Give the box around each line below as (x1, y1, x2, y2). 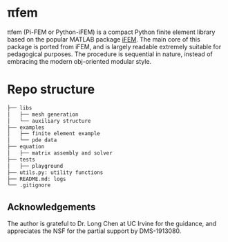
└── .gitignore (7, 182, 51, 189)
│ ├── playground (7, 162, 64, 169)
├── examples (7, 123, 45, 131)
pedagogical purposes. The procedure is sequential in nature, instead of (7, 50, 213, 58)
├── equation (7, 144, 45, 150)
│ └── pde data (7, 137, 57, 144)
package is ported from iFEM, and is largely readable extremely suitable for (7, 42, 222, 51)
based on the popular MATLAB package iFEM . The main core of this (7, 35, 200, 43)
